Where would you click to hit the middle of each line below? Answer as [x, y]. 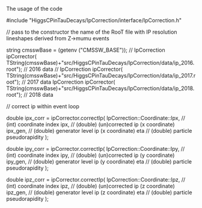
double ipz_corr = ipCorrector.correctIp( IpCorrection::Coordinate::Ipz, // [96, 179]
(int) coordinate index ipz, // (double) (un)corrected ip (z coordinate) [91, 186]
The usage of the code [35, 9]
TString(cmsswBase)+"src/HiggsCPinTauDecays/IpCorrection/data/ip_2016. [100, 63]
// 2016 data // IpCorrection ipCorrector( [73, 69]
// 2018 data [38, 95]
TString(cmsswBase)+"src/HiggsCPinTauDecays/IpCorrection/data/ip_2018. [100, 88]
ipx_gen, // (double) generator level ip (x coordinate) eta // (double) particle [99, 131]
